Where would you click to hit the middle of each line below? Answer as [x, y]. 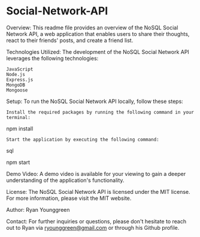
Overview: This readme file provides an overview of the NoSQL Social [92, 28]
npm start [18, 162]
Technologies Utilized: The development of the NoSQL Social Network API [98, 51]
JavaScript [20, 69]
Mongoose [17, 90]
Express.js [20, 80]
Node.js [16, 74]
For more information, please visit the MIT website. [69, 198]
